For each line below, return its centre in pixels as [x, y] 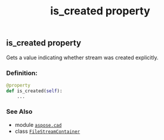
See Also [19, 112]
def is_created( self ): [34, 91]
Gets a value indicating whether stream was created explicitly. [83, 57]
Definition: [22, 73]
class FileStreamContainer [47, 131]
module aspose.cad [38, 124]
